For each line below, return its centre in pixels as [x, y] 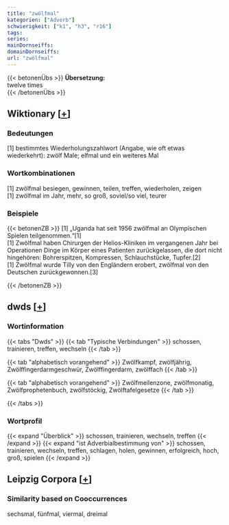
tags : [15, 33]
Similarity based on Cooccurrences [67, 499]
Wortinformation [35, 327]
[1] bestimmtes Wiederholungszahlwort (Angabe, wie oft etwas [96, 148]
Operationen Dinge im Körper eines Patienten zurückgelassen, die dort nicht [115, 250]
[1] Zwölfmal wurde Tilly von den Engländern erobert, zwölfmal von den [108, 265]
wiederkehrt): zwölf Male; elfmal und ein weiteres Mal [83, 156]
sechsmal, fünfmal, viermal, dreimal [58, 514]
